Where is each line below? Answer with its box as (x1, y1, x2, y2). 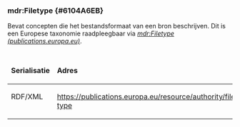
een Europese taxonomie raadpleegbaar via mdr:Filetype (7, 29, 175, 38)
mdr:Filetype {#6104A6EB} (7, 6, 104, 16)
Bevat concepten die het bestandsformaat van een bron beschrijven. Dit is (7, 22, 226, 31)
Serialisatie (11, 66, 50, 76)
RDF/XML (11, 92, 44, 101)
